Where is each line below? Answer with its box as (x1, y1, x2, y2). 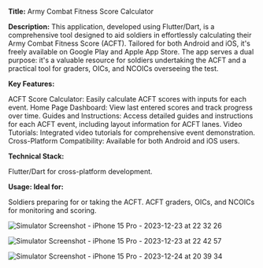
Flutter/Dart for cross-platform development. (8, 167, 153, 176)
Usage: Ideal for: (8, 182, 65, 192)
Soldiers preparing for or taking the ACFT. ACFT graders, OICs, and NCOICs (8, 197, 255, 207)
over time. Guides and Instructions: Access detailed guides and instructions (8, 111, 254, 121)
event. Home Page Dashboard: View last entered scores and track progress (8, 102, 254, 112)
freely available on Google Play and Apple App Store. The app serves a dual (8, 47, 254, 56)
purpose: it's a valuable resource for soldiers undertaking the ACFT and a (8, 55, 246, 65)
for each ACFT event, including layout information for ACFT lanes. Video (8, 120, 243, 128)
